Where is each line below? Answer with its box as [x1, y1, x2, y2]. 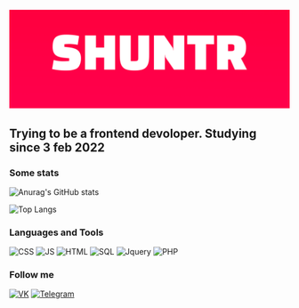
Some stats [9, 166, 60, 179]
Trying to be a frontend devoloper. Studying [9, 126, 257, 141]
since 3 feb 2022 [9, 140, 105, 155]
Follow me [9, 269, 55, 281]
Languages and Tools [9, 226, 104, 239]
